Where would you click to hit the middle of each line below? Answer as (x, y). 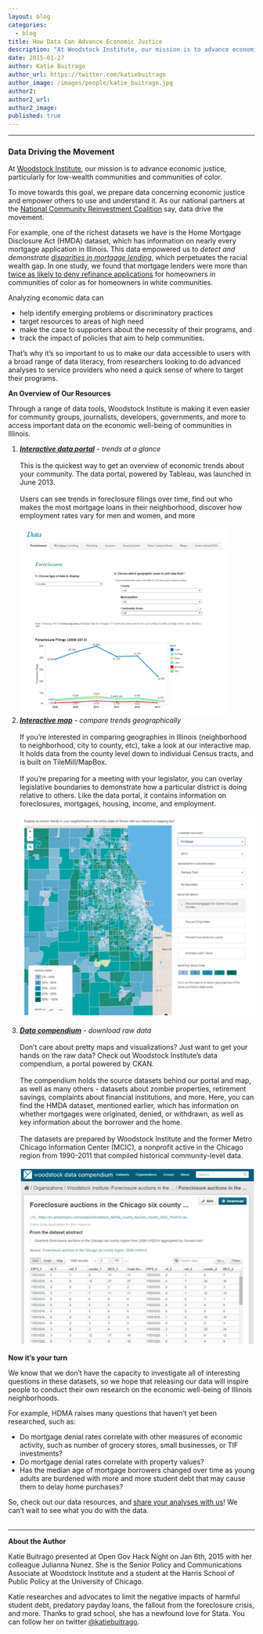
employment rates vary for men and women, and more (107, 516)
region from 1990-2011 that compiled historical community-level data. (131, 1156)
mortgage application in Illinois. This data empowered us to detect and (122, 249)
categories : (27, 25)
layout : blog (29, 16)
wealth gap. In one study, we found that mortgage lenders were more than (128, 266)
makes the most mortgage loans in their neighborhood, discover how (131, 507)
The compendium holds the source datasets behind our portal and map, (135, 1080)
